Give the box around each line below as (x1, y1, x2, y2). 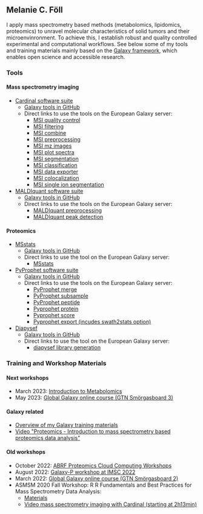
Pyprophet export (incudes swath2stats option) (33, 318, 151, 326)
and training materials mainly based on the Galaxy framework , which (6, 47, 178, 54)
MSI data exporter (33, 168, 79, 175)
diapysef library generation (33, 344, 101, 351)
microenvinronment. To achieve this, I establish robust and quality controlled (6, 33, 197, 41)
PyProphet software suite (15, 267, 79, 274)
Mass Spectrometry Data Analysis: (15, 487, 102, 495)
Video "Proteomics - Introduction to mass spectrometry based (15, 428, 171, 435)
